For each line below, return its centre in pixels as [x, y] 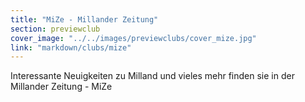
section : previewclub [55, 29]
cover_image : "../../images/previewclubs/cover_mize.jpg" [133, 38]
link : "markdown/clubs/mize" [71, 47]
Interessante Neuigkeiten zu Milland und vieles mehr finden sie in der [152, 76]
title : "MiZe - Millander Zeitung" [84, 19]
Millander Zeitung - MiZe [61, 87]
